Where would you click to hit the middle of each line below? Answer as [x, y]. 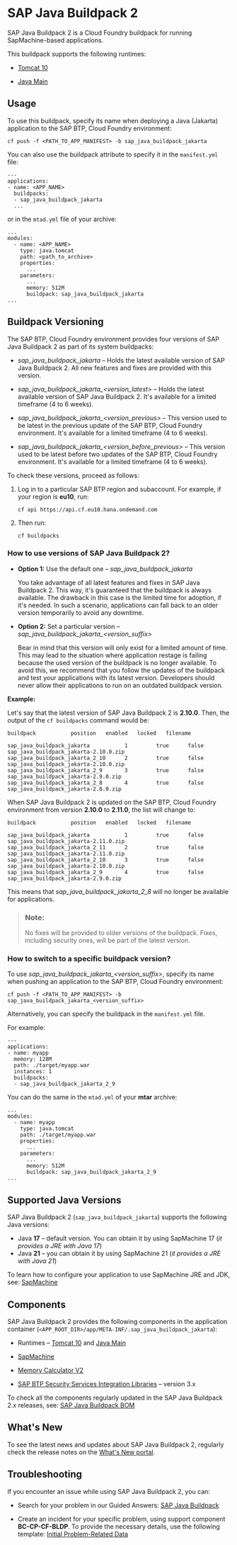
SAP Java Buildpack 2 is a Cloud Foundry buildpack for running [100, 33]
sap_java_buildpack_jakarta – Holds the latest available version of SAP [121, 360]
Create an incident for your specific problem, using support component [121, 1519]
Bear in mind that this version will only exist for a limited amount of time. [122, 647]
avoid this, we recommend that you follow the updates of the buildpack [121, 670]
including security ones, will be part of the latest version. [107, 941]
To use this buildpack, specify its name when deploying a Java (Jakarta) [112, 120]
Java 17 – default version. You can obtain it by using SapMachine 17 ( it [120, 1238]
